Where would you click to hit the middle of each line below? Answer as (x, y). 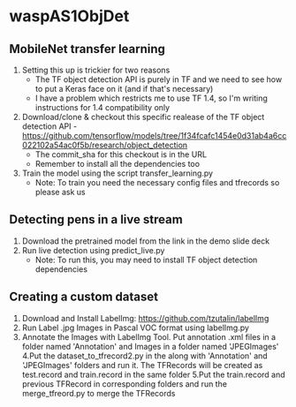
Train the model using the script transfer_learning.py (118, 173)
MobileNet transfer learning (87, 49)
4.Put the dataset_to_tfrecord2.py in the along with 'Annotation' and (144, 356)
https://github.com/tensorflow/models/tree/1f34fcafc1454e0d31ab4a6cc (154, 136)
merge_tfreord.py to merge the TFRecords (99, 393)
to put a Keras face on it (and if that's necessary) (124, 89)
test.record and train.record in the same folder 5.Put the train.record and (153, 374)
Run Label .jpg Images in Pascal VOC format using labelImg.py (136, 328)
